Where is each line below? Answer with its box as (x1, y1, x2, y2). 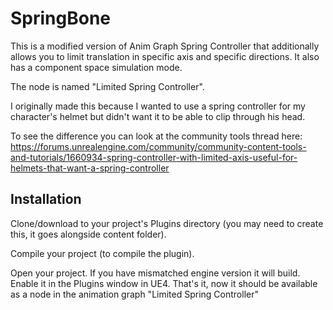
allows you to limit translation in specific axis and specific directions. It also (10, 50, 320, 62)
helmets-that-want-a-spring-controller (10, 162, 170, 174)
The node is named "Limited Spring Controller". (10, 80, 205, 92)
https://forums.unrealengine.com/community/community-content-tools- (10, 140, 307, 152)
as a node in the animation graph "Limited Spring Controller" (10, 288, 259, 300)
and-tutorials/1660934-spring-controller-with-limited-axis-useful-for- (10, 151, 298, 163)
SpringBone (10, 7, 112, 30)
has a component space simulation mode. (10, 61, 183, 73)
